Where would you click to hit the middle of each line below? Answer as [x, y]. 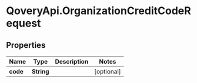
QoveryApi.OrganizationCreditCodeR [98, 11]
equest [24, 23]
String [40, 72]
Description [72, 62]
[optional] [108, 72]
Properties [26, 45]
